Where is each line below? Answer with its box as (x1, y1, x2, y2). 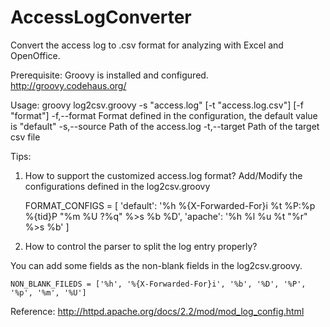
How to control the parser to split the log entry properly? (24, 240, 258, 252)
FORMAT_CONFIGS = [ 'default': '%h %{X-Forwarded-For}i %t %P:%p (24, 199, 316, 211)
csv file (10, 131, 41, 143)
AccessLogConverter (10, 6, 192, 29)
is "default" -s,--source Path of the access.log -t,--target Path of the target (10, 120, 320, 132)
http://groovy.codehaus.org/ (10, 79, 127, 91)
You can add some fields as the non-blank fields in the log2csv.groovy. (10, 259, 303, 271)
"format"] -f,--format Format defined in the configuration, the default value (10, 109, 318, 121)
